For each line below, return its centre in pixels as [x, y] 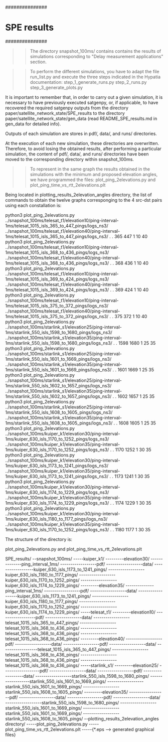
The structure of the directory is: [39, 539]
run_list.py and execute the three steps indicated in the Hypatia [95, 77]
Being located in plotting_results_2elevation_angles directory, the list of [78, 195]
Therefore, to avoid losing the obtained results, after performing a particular [83, 149]
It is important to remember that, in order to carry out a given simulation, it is [84, 97]
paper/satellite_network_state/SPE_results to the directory [65, 113]
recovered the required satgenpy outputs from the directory [67, 108]
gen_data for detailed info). [33, 124]
